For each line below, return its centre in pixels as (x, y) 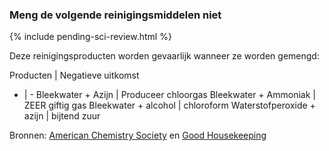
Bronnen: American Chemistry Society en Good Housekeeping (138, 135)
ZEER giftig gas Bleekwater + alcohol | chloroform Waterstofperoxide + (169, 105)
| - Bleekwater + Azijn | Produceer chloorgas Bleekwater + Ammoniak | (169, 95)
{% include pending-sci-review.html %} (90, 37)
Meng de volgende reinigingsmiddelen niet (115, 15)
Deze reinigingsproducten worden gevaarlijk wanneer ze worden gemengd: (164, 56)
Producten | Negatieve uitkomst (74, 75)
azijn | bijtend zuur (62, 116)
